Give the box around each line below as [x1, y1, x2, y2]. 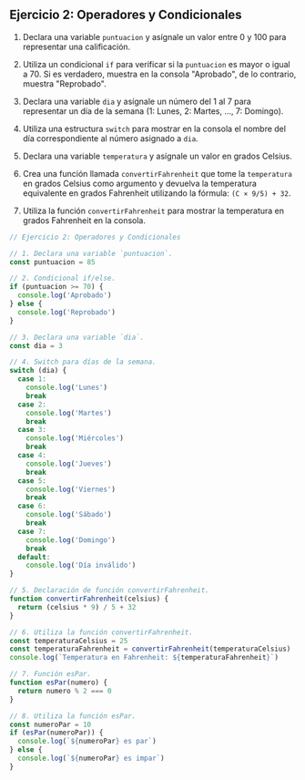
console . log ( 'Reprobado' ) [17, 307, 117, 317]
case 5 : [17, 476, 47, 486]
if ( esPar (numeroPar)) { [9, 728, 104, 737]
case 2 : [17, 400, 47, 409]
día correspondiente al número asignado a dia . [22, 132, 198, 144]
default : [17, 552, 51, 561]
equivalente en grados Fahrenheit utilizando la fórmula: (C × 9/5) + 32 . [22, 187, 291, 199]
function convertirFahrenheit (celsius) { [9, 594, 169, 604]
